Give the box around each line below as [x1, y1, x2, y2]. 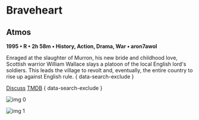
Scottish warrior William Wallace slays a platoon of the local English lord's [6, 60, 187, 67]
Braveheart [6, 4, 63, 17]
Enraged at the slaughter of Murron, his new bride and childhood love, [6, 54, 178, 61]
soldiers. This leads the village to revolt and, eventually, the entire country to [6, 67, 193, 74]
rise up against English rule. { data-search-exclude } [6, 73, 134, 80]
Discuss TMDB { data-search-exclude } [6, 85, 103, 92]
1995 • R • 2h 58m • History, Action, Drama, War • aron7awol [6, 43, 157, 50]
